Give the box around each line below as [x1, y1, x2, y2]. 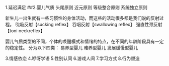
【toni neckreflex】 [5, 28, 45, 34]
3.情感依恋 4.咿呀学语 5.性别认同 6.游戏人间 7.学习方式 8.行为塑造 [5, 55, 140, 61]
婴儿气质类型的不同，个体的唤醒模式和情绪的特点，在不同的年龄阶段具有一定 [5, 38, 164, 44]
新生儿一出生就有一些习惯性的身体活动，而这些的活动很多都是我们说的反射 [5, 15, 159, 21]
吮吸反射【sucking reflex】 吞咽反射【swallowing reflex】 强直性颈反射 [15, 22, 162, 27]
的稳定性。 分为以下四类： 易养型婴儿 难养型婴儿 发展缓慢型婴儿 [5, 45, 138, 50]
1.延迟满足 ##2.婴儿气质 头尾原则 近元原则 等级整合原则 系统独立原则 [5, 5, 147, 10]
